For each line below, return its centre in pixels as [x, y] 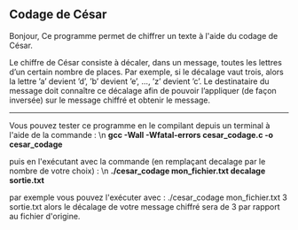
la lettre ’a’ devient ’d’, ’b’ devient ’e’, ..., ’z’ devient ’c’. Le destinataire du [139, 81]
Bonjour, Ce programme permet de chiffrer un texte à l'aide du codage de [144, 35]
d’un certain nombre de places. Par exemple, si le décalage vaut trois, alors [146, 72]
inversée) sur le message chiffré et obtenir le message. [110, 100]
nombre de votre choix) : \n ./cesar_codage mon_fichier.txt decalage [137, 171]
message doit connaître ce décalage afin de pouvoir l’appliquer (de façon [143, 90]
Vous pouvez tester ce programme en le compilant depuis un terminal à [140, 125]
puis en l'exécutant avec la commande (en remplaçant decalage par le [137, 161]
